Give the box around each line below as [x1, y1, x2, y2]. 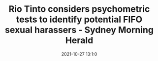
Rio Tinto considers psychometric [8, 3, 150, 15]
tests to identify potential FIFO [16, 14, 143, 25]
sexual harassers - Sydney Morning [4, 25, 154, 35]
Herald [65, 35, 94, 46]
